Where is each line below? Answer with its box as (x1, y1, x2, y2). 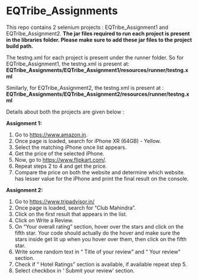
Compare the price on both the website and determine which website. (14, 168, 185, 175)
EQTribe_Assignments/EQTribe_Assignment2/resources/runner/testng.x (6, 90, 190, 97)
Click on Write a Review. (14, 217, 74, 224)
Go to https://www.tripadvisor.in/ (14, 198, 95, 205)
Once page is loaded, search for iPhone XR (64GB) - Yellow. (14, 137, 161, 144)
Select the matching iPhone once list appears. (14, 144, 127, 151)
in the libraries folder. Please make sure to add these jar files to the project (6, 36, 192, 43)
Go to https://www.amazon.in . (14, 131, 88, 138)
